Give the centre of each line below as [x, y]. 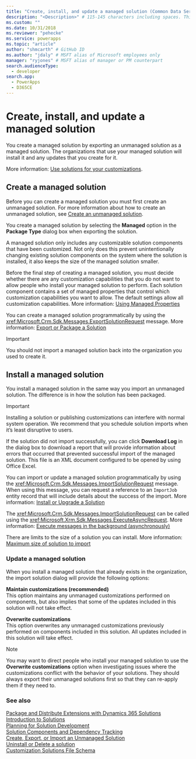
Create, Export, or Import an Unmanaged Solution [66, 738]
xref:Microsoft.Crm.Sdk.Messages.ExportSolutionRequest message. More [95, 321]
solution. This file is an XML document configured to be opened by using [93, 460]
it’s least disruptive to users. [40, 430]
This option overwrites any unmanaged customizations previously [85, 625]
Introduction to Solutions [36, 719]
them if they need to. [31, 685]
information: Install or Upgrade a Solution [55, 502]
